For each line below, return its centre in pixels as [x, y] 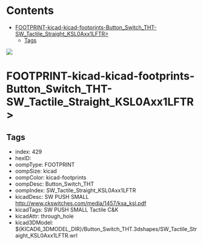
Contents [30, 11]
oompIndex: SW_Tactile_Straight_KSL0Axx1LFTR [75, 190]
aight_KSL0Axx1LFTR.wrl [46, 235]
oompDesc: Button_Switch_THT [55, 184]
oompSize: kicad [36, 171]
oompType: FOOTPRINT [45, 164]
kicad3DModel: [34, 223]
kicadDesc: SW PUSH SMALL [52, 196]
